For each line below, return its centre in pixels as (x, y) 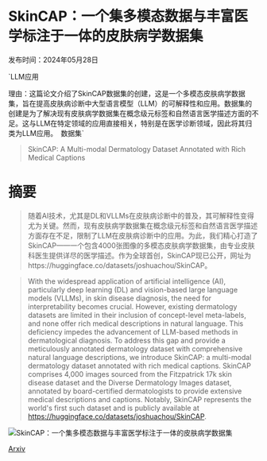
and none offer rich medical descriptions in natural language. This (135, 323)
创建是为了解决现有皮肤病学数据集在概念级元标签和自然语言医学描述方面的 (130, 113)
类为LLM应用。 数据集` (46, 133)
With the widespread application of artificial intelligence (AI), (127, 281)
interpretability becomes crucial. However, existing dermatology (132, 306)
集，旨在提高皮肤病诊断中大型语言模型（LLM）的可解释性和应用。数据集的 (130, 103)
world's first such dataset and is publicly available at (114, 408)
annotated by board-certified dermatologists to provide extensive (135, 391)
